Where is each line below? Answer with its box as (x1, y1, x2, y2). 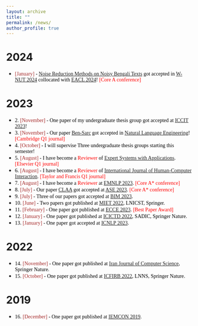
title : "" (6, 14, 31, 20)
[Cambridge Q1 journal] (14, 136, 65, 142)
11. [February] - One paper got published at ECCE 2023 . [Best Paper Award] (14, 207, 174, 213)
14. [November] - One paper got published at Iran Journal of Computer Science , (14, 260, 180, 267)
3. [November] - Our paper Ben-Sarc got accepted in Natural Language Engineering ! (14, 130, 190, 136)
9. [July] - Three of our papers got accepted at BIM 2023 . (14, 193, 134, 200)
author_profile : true (6, 25, 60, 31)
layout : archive (6, 8, 46, 15)
